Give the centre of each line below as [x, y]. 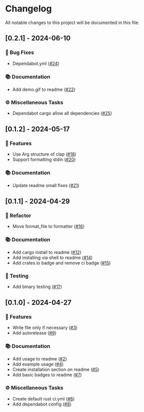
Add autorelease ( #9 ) [34, 333]
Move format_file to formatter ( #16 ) [48, 226]
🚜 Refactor [18, 215]
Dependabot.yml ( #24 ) [36, 63]
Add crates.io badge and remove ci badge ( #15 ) [61, 263]
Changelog [28, 9]
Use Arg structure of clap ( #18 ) [44, 154]
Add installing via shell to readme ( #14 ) [52, 257]
